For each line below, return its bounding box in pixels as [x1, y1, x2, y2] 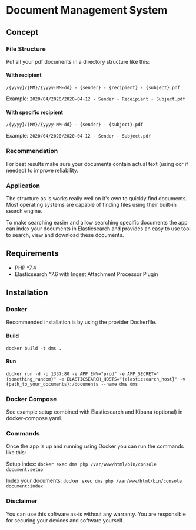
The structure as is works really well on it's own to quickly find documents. [6, 194, 187, 201]
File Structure [6, 45, 46, 53]
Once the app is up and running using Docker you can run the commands [6, 443, 184, 450]
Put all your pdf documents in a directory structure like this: [6, 58, 150, 65]
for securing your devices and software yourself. [6, 516, 124, 524]
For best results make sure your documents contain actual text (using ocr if [6, 160, 188, 167]
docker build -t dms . [6, 345, 62, 352]
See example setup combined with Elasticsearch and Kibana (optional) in [6, 408, 183, 415]
